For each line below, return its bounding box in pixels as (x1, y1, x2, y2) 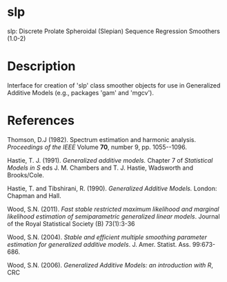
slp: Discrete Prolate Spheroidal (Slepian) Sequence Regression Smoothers (7, 27, 221, 35)
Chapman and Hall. (7, 191, 61, 200)
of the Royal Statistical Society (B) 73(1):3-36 (7, 219, 135, 228)
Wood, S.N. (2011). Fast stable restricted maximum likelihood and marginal (7, 205, 219, 213)
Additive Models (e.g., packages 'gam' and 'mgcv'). (7, 88, 154, 97)
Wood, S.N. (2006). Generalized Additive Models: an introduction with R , (7, 261, 214, 269)
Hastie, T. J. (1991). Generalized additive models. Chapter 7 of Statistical (7, 156, 213, 164)
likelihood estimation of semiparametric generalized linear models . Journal (7, 212, 220, 221)
